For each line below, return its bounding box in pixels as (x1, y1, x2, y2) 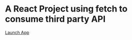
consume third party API (5, 13, 106, 25)
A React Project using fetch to (5, 3, 128, 14)
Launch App (5, 29, 30, 35)
